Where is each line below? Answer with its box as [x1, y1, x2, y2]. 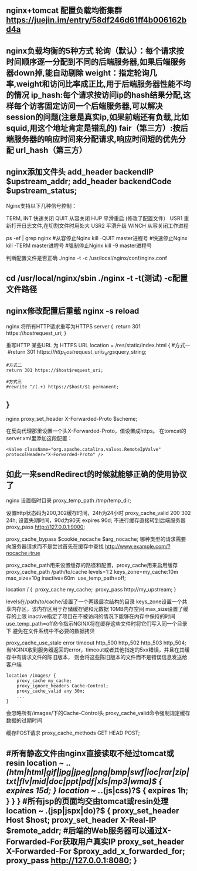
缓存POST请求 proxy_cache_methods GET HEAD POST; [6, 729, 140, 737]
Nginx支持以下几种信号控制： [6, 202, 77, 209]
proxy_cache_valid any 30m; [16, 688, 85, 694]
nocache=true [6, 550, 40, 557]
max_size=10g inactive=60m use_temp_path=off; [6, 574, 126, 581]
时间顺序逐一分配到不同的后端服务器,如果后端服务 [6, 56, 186, 67]
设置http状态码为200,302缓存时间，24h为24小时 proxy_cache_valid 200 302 [6, 510, 191, 517]
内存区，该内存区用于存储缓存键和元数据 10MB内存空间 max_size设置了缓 [11, 606, 189, 613]
